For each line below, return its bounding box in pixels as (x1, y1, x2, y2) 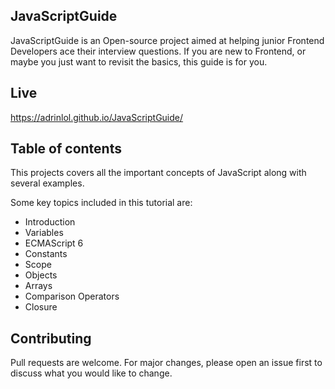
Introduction (24, 216, 76, 228)
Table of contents (10, 140, 122, 158)
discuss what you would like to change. (10, 367, 173, 379)
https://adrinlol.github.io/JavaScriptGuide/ (10, 111, 184, 123)
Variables (24, 227, 64, 239)
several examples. (10, 177, 85, 189)
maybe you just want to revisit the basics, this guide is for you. (10, 55, 268, 68)
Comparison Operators (24, 290, 120, 303)
